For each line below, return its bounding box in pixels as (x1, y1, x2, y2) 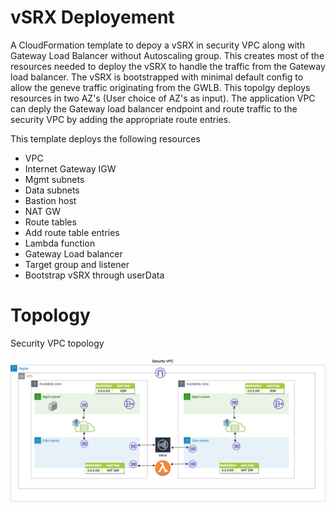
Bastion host (24, 194, 77, 206)
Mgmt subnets (24, 173, 85, 185)
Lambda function (24, 237, 96, 249)
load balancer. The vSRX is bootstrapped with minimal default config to (10, 71, 304, 83)
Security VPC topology (10, 337, 105, 349)
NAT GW (24, 205, 62, 217)
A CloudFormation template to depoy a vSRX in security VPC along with (10, 39, 305, 51)
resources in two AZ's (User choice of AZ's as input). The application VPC (10, 92, 316, 104)
